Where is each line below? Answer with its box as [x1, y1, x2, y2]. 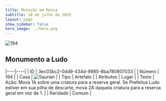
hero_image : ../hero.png [5, 26, 58, 31]
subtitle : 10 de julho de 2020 [5, 12, 71, 17]
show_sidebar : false [5, 21, 49, 27]
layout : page [5, 17, 33, 22]
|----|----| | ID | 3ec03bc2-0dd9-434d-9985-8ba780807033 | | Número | [5, 68, 159, 74]
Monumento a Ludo [5, 55, 68, 63]
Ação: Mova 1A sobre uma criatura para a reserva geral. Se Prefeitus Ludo [5, 79, 160, 85]
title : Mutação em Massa [5, 7, 58, 13]
